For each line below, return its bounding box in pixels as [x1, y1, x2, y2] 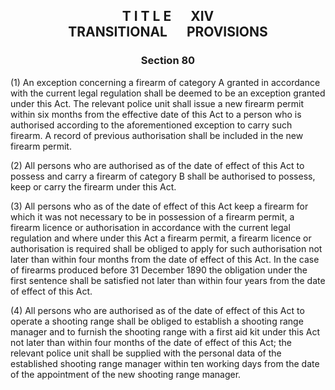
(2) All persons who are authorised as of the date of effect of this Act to [10, 159, 305, 171]
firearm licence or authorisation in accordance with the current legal [10, 221, 291, 233]
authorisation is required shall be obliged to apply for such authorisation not [10, 242, 323, 254]
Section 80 [140, 54, 196, 68]
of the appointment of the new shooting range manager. [10, 368, 242, 380]
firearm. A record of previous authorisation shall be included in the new [10, 129, 304, 141]
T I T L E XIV [121, 8, 215, 25]
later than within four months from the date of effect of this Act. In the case [10, 253, 320, 265]
